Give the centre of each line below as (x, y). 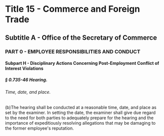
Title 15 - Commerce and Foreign (73, 9)
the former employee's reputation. (40, 128)
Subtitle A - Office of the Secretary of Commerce (81, 38)
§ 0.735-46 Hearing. (26, 80)
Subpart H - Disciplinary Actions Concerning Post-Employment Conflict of (82, 63)
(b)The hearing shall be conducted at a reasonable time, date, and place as (81, 107)
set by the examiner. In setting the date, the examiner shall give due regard (80, 112)
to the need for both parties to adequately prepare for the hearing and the (79, 118)
